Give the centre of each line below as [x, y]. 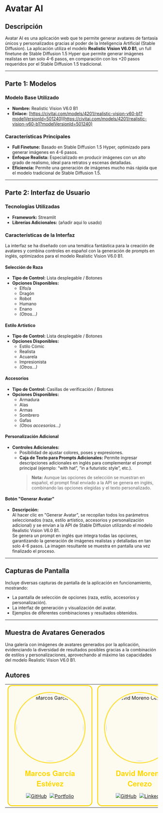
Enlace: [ [21, 113]
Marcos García [50, 773]
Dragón [27, 294]
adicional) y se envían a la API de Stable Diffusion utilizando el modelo [82, 525]
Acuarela [28, 357]
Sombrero [29, 415]
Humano [28, 304]
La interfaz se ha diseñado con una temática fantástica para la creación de [80, 245]
